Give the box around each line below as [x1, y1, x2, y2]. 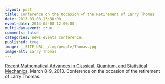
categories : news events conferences [5, 35, 83, 40]
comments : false [5, 30, 39, 35]
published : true [5, 40, 39, 45]
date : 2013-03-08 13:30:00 [5, 16, 61, 21]
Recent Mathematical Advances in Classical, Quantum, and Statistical [5, 63, 148, 69]
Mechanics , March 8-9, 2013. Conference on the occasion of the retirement [5, 68, 160, 74]
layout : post [5, 7, 32, 12]
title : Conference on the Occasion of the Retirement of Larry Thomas [5, 12, 155, 17]
